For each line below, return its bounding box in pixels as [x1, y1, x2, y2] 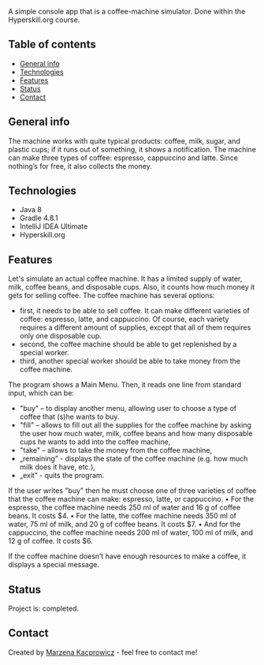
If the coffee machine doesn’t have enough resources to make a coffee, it [8, 551, 247, 561]
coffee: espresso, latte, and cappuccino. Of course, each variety [19, 315, 229, 324]
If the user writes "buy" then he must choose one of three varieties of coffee [8, 486, 257, 495]
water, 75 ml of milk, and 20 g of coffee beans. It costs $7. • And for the [8, 520, 241, 529]
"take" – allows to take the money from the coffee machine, [19, 446, 213, 455]
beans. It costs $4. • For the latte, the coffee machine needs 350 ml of [8, 511, 236, 521]
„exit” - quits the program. [19, 471, 105, 480]
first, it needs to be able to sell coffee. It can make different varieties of [19, 306, 250, 316]
